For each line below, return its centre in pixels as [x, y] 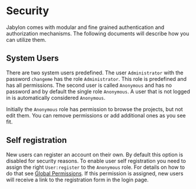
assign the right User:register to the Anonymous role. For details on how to [95, 167]
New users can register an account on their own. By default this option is [95, 154]
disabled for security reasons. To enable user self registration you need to [96, 161]
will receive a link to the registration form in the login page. [77, 180]
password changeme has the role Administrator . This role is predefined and [97, 79]
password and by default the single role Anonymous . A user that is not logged [98, 91]
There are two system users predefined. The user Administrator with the [95, 73]
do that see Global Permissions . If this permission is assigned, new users [95, 173]
